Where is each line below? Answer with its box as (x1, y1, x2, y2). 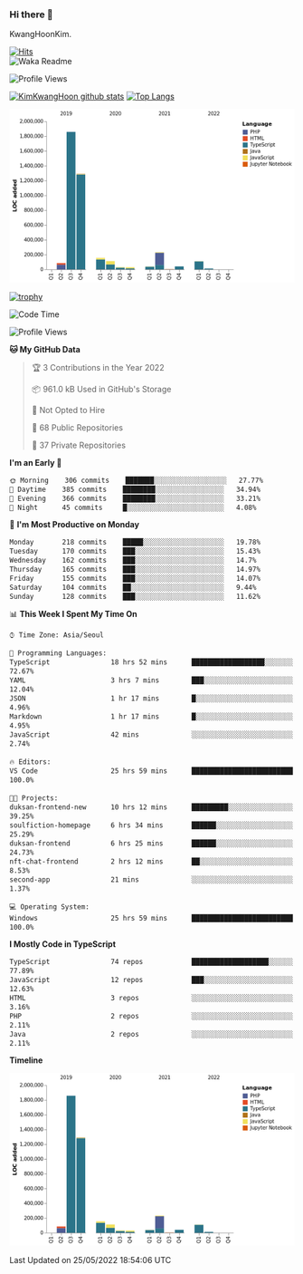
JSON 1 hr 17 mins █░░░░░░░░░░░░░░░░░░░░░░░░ (9, 693, 294, 703)
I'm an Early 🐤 (9, 457, 62, 468)
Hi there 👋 (9, 8, 54, 21)
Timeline (9, 1055, 43, 1066)
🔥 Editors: (9, 757, 52, 767)
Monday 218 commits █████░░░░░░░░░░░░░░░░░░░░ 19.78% (9, 537, 260, 546)
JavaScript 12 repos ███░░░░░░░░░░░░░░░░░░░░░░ (9, 975, 294, 984)
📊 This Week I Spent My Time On (9, 608, 137, 619)
